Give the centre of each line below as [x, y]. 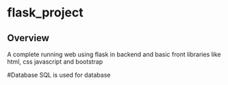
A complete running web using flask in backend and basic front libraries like [114, 54]
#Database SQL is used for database [59, 75]
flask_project [45, 13]
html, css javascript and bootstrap [55, 62]
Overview [28, 38]
